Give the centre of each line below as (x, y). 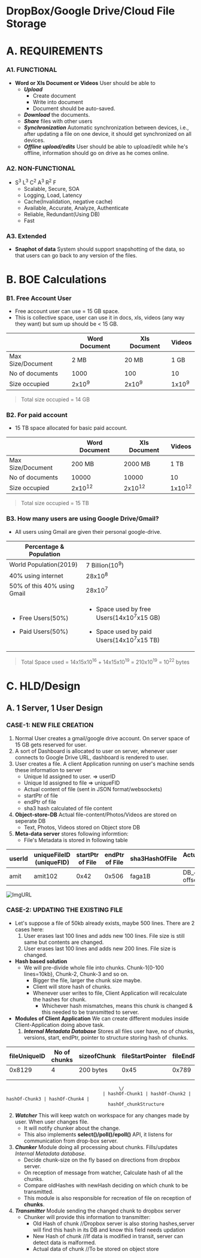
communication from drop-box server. (71, 1141)
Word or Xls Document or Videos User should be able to (85, 83)
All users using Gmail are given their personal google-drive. (88, 531)
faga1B (140, 876)
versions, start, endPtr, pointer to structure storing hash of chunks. (106, 1037)
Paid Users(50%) (44, 631)
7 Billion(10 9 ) (105, 564)
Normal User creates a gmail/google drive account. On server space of (102, 738)
